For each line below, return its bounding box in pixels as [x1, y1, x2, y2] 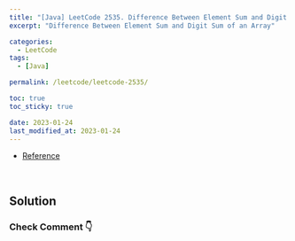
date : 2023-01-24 [9, 118, 74, 127]
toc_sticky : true [9, 102, 74, 111]
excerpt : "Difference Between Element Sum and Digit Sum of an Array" [9, 21, 276, 30]
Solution [9, 193, 57, 208]
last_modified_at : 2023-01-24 [9, 126, 121, 136]
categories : [9, 37, 53, 46]
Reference [21, 151, 60, 161]
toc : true [9, 94, 46, 103]
